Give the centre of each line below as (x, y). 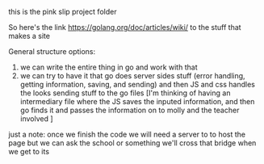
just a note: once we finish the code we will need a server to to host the (127, 134)
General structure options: (52, 51)
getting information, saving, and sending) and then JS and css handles (138, 84)
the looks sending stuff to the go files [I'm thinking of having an (125, 93)
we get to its (29, 151)
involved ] (37, 119)
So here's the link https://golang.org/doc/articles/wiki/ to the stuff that (125, 27)
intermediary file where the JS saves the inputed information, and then (137, 101)
